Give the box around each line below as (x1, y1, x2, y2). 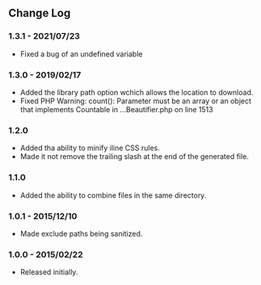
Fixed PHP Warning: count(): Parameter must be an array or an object (19, 96, 252, 106)
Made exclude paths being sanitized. (19, 228, 143, 238)
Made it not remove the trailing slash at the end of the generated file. (19, 152, 249, 161)
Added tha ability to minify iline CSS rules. (19, 143, 160, 153)
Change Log (8, 6, 71, 20)
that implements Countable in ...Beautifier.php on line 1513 (19, 104, 213, 114)
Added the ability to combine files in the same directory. (19, 190, 207, 200)
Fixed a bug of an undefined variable (19, 48, 143, 59)
